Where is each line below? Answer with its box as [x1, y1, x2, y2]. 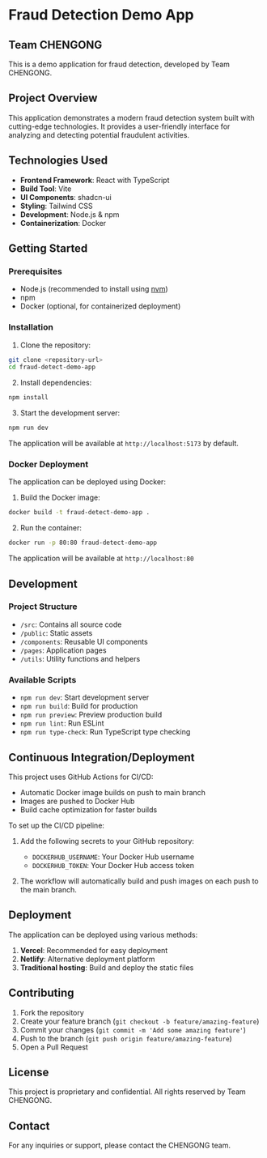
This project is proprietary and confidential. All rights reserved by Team [8, 1087, 247, 1096]
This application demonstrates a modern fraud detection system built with [8, 113, 255, 122]
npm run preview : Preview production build [19, 710, 163, 720]
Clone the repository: [19, 340, 91, 350]
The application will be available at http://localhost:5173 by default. [8, 439, 239, 449]
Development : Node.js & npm [19, 209, 120, 219]
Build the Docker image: [19, 492, 101, 503]
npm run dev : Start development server [19, 692, 150, 702]
